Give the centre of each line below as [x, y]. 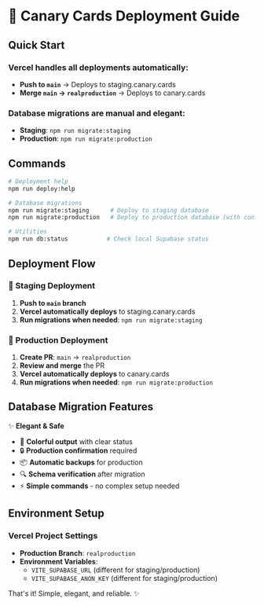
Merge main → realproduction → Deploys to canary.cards [112, 93]
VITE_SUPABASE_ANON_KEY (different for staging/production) [125, 578]
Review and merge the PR [62, 365]
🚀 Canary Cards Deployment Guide [124, 16]
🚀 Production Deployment [58, 340]
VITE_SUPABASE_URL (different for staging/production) [115, 570]
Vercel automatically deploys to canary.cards [95, 374]
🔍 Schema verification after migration [82, 474]
